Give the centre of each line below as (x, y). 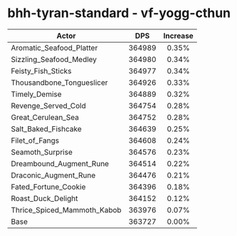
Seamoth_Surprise (42, 152)
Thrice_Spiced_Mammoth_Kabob (67, 210)
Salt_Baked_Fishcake (46, 128)
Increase (178, 36)
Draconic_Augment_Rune (53, 175)
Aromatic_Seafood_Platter (54, 48)
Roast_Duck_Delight (44, 198)
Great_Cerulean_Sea (45, 117)
